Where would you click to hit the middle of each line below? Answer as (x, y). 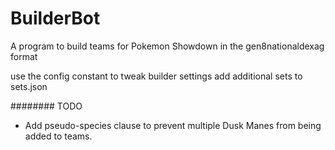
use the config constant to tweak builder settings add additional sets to (156, 76)
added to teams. (58, 136)
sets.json (29, 86)
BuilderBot (55, 18)
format (24, 56)
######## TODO (46, 106)
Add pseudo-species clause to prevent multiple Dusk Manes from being (173, 125)
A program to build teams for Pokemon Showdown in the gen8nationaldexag (167, 46)
